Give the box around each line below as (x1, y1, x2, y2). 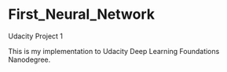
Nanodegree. (8, 55, 51, 64)
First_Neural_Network (8, 5, 156, 23)
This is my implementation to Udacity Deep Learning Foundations (8, 46, 220, 56)
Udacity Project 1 (8, 31, 64, 41)
